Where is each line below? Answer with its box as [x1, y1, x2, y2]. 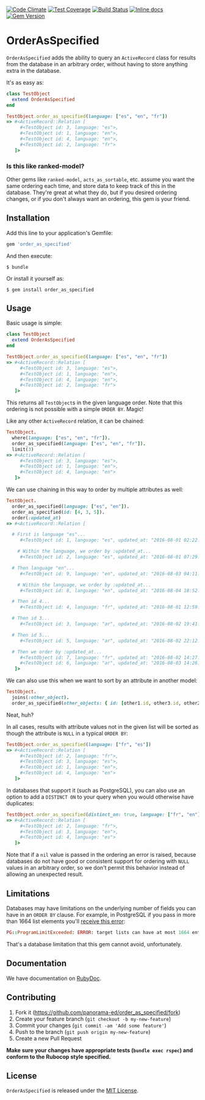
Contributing [6, 992, 56, 1003]
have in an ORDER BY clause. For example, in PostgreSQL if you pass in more [6, 911, 196, 919]
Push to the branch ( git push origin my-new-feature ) [15, 1028, 151, 1035]
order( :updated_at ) [12, 514, 62, 521]
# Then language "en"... [12, 565, 75, 571]
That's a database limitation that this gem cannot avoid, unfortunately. [6, 940, 182, 947]
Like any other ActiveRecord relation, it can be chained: [6, 417, 145, 425]
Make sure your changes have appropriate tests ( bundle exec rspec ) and [6, 1046, 193, 1053]
